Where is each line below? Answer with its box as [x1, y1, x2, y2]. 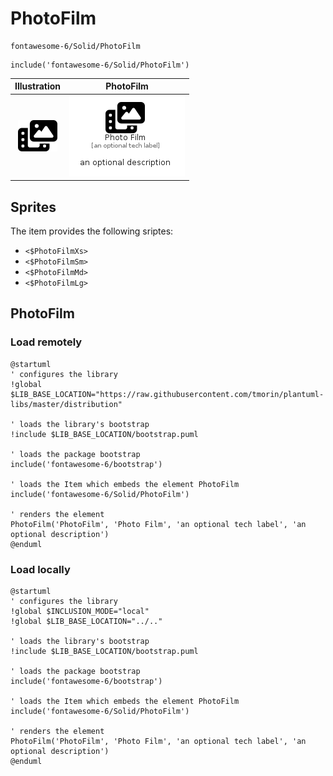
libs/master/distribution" [10, 399, 123, 409]
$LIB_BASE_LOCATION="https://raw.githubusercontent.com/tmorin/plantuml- [10, 389, 325, 399]
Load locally [10, 562, 71, 576]
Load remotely [10, 335, 83, 349]
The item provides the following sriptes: [10, 225, 174, 237]
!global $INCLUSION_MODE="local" [10, 606, 150, 616]
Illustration [14, 80, 62, 92]
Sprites [10, 198, 57, 216]
